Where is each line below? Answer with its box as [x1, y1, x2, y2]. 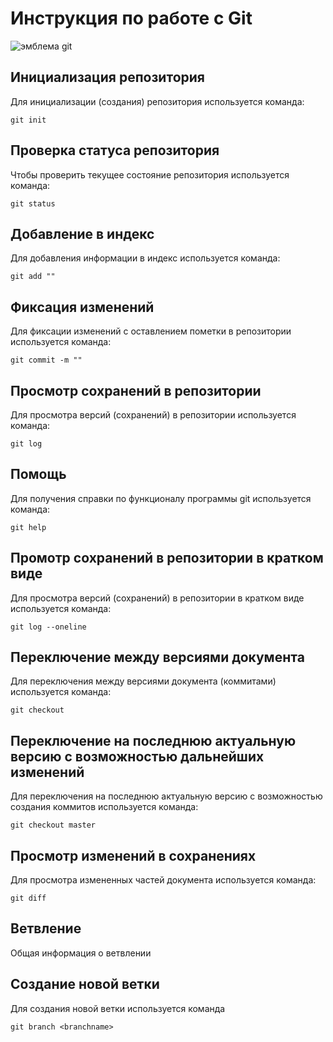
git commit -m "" [10, 355, 83, 366]
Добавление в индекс [10, 225, 155, 242]
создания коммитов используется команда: [10, 801, 199, 813]
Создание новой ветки [10, 976, 160, 993]
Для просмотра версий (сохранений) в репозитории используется [10, 409, 297, 421]
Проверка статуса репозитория [10, 142, 220, 159]
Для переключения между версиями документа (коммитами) [10, 675, 277, 687]
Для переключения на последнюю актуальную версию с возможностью [10, 790, 323, 802]
